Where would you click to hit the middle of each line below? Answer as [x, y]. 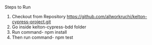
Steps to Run [18, 7]
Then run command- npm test [42, 37]
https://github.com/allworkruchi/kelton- [107, 16]
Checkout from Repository [39, 16]
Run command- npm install [39, 32]
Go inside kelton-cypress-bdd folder [49, 27]
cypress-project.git [31, 22]
